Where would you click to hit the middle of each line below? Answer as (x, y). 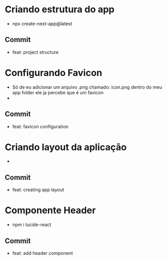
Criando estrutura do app (60, 9)
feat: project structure (35, 52)
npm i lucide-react (32, 225)
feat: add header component (42, 253)
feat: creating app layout (38, 190)
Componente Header (50, 210)
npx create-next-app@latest (42, 24)
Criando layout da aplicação (66, 147)
